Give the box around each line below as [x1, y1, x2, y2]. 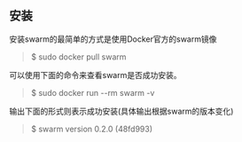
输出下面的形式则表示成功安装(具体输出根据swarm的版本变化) [9, 106, 234, 116]
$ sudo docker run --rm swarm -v [30, 87, 155, 98]
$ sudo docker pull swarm [30, 51, 127, 62]
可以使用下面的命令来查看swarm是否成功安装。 [9, 69, 182, 80]
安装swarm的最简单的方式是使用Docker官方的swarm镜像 [9, 34, 217, 44]
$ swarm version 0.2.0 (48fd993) [30, 123, 153, 134]
